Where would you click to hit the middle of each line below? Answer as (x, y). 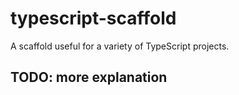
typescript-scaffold (93, 18)
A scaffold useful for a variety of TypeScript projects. (120, 46)
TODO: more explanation (89, 77)
